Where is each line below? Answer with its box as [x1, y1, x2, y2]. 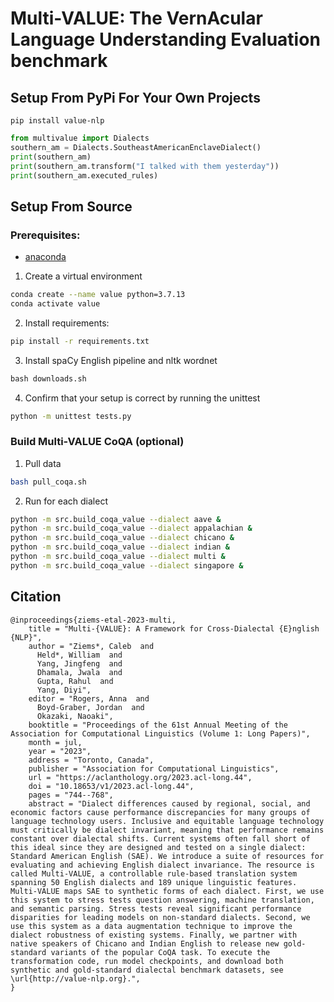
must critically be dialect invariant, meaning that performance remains [10, 825, 325, 835]
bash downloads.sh [10, 373, 87, 384]
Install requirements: [24, 317, 110, 329]
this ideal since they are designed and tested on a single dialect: [10, 842, 307, 852]
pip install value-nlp [10, 116, 105, 126]
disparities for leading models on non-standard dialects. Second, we [10, 912, 311, 922]
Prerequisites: [10, 228, 81, 242]
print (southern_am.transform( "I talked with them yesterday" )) [10, 161, 280, 171]
